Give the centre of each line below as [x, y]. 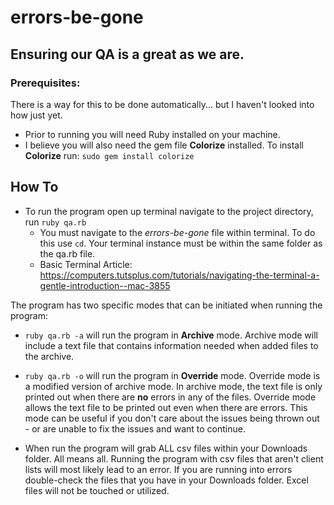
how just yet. [36, 115]
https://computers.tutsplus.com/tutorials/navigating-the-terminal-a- [179, 275]
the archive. [49, 356]
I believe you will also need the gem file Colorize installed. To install [164, 145]
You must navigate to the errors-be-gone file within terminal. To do [177, 232]
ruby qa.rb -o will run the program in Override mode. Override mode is [172, 375]
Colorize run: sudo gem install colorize [109, 155]
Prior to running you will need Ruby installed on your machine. [152, 134]
